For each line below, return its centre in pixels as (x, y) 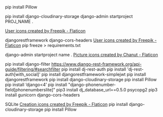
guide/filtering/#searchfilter (33, 69)
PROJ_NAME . (19, 22)
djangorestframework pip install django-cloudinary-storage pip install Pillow (81, 80)
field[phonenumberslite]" (30, 90)
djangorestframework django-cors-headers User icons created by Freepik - (81, 40)
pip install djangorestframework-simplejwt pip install (93, 74)
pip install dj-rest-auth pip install (94, 69)
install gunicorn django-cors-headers (43, 95)
